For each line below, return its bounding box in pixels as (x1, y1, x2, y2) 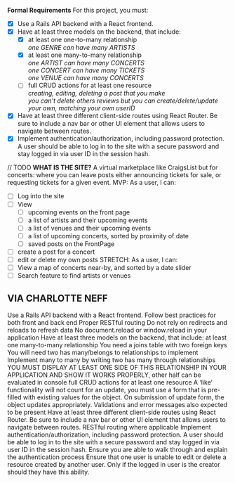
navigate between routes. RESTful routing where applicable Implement (7, 423, 212, 431)
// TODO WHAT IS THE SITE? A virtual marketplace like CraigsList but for (7, 163, 218, 172)
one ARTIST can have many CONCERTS (27, 59, 145, 67)
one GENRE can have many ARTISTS (27, 44, 135, 52)
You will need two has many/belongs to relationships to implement (7, 348, 199, 356)
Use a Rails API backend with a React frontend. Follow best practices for (7, 311, 216, 319)
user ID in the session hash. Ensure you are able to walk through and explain (7, 445, 228, 453)
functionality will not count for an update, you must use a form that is (7, 385, 207, 394)
